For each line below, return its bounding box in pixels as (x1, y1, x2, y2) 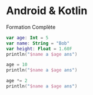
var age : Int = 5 (6, 35, 49, 40)
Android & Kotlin (6, 4, 88, 18)
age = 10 (6, 62, 28, 68)
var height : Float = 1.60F (6, 46, 72, 52)
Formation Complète (6, 23, 56, 30)
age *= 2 (6, 78, 28, 84)
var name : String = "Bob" (6, 40, 69, 46)
